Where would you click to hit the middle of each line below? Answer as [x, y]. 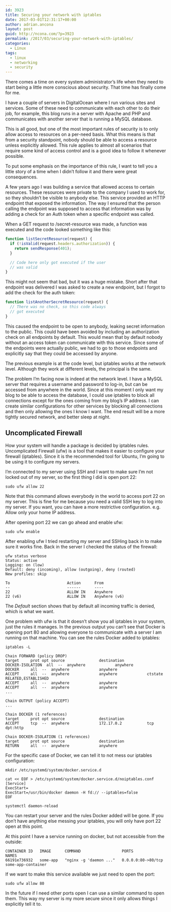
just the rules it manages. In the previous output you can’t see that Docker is [86, 626]
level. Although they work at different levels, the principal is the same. [79, 369]
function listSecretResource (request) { [49, 239]
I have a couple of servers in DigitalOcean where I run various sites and [80, 103]
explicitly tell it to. [24, 904]
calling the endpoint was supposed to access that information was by [78, 209]
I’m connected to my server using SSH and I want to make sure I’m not [79, 472]
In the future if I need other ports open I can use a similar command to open [85, 893]
